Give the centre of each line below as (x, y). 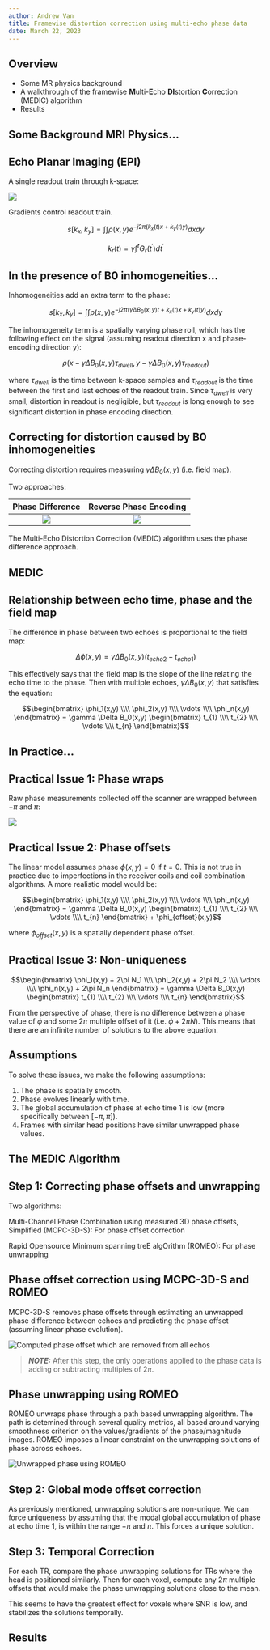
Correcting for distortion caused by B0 (108, 437)
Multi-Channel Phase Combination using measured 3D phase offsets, (124, 1221)
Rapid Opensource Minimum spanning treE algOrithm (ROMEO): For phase (132, 1245)
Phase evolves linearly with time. (74, 1099)
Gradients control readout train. (61, 212)
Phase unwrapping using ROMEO (94, 1394)
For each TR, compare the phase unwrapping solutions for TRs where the (131, 1572)
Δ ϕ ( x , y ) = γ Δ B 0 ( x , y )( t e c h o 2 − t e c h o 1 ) (136, 657)
